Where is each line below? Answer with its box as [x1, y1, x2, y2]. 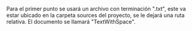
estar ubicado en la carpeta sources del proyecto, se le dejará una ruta [6, 12, 185, 19]
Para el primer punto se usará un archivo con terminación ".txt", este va [6, 5, 186, 12]
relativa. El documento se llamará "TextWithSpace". [6, 18, 136, 25]
